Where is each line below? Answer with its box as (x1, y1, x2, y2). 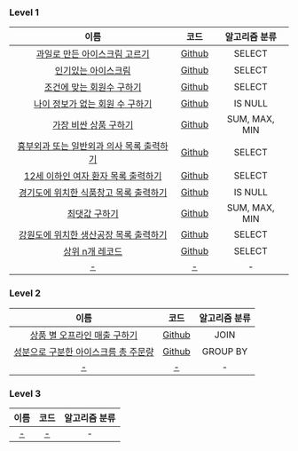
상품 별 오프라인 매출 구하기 (29, 328, 138, 341)
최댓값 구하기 (67, 208, 120, 220)
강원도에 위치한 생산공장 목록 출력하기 (18, 229, 168, 241)
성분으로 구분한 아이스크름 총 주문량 (13, 345, 154, 358)
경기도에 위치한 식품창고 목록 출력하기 (18, 186, 168, 199)
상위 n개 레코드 (63, 246, 122, 258)
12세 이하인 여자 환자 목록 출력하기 (23, 170, 162, 183)
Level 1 (9, 6, 40, 19)
